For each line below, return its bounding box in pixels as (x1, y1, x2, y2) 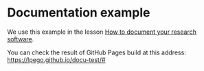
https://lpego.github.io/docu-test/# (7, 55, 106, 63)
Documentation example (7, 5, 150, 21)
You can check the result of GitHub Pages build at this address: (7, 48, 187, 57)
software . (7, 34, 34, 43)
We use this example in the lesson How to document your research (7, 28, 197, 36)
